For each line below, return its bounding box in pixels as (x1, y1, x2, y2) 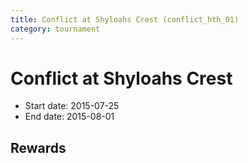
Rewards (10, 139, 67, 156)
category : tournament (10, 24, 101, 34)
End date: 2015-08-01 (24, 111, 115, 123)
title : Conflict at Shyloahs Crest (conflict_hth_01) (10, 14, 240, 25)
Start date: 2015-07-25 (24, 100, 120, 112)
